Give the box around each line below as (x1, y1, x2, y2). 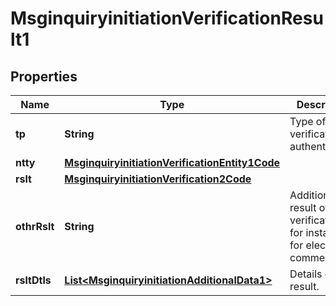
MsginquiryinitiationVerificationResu (10, 7, 324, 30)
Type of (289, 115, 327, 128)
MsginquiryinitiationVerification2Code (64, 172, 252, 186)
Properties (10, 68, 78, 85)
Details (289, 267, 323, 281)
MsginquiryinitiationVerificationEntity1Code (64, 156, 281, 169)
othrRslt (15, 220, 55, 233)
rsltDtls (15, 273, 52, 287)
